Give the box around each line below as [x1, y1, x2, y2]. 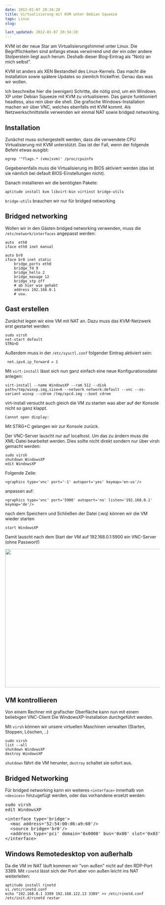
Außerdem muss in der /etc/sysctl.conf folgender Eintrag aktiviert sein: [5, 350, 152, 356]
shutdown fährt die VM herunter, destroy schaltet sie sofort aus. [5, 760, 133, 766]
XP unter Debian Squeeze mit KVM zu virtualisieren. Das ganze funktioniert [5, 94, 157, 100]
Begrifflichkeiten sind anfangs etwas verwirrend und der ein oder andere [5, 49, 152, 55]
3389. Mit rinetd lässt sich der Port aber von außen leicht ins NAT [5, 868, 139, 874]
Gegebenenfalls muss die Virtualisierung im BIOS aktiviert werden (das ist [5, 165, 154, 171]
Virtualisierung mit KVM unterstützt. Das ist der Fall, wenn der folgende [5, 141, 149, 147]
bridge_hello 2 [14, 270, 45, 275]
